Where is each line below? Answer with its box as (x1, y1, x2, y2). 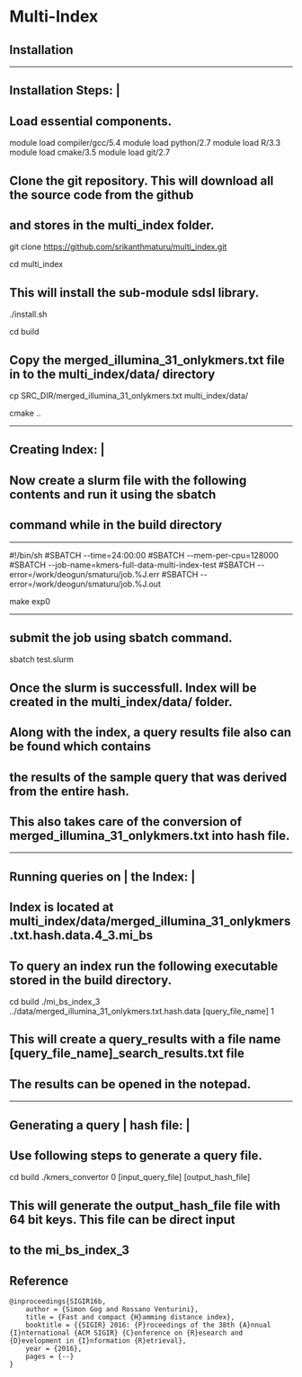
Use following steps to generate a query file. (9, 1149, 263, 1163)
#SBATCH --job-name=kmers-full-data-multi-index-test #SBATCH (9, 559, 256, 570)
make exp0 (9, 595, 51, 606)
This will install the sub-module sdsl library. (9, 285, 260, 300)
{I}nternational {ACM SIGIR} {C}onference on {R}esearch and (9, 1328, 244, 1337)
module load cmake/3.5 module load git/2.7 (9, 147, 171, 158)
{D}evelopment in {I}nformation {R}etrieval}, (9, 1337, 187, 1346)
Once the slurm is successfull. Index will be (9, 680, 258, 695)
